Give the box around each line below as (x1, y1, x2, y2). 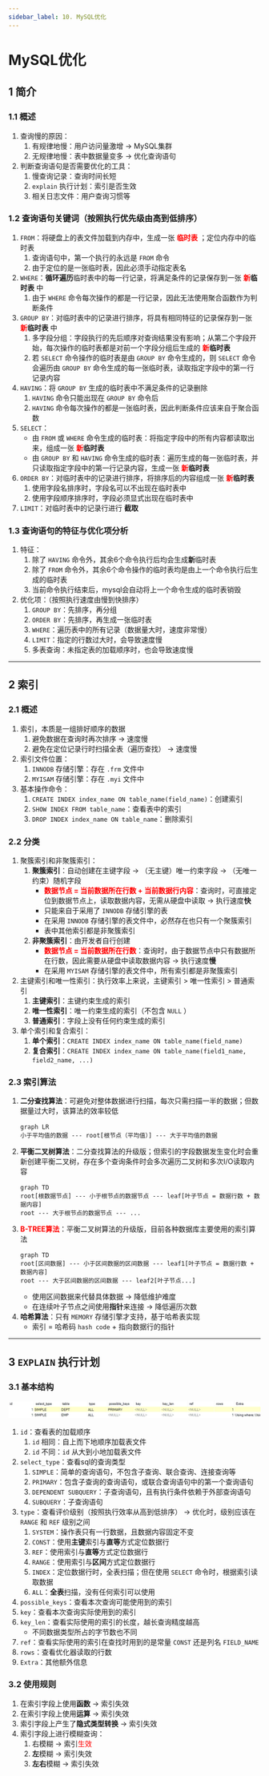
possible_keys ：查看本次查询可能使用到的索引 (19, 1597, 172, 1606)
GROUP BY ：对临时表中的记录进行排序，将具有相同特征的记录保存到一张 (19, 312, 253, 322)
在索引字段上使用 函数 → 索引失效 (19, 1698, 130, 1708)
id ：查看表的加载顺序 (19, 1427, 91, 1436)
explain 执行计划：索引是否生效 (31, 181, 137, 191)
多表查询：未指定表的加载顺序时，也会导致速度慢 (31, 645, 194, 654)
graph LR (19, 1123, 50, 1131)
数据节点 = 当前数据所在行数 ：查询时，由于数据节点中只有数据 (43, 946, 249, 956)
